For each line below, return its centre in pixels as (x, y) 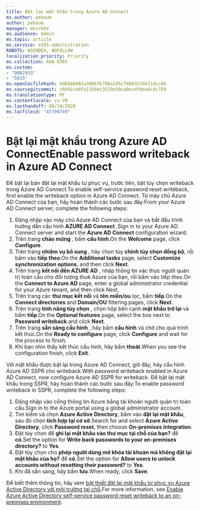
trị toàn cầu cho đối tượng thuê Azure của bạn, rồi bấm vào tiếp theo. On (103, 277)
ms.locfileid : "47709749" (38, 112)
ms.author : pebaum (29, 17)
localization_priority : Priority (48, 56)
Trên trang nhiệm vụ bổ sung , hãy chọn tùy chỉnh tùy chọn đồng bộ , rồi (104, 252)
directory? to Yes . (37, 446)
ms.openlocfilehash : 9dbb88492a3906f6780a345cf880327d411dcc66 (86, 84)
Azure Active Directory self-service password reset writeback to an (89, 495)
